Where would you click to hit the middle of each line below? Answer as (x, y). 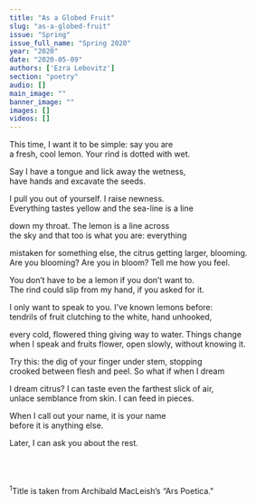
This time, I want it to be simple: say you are (91, 145)
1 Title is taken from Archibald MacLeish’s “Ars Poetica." (112, 490)
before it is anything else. (57, 425)
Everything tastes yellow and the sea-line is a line (102, 208)
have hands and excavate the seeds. (78, 181)
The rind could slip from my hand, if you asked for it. (107, 290)
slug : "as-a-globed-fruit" (60, 26)
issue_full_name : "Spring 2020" (70, 43)
